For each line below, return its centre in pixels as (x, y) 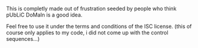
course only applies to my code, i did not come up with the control (87, 33)
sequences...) (23, 39)
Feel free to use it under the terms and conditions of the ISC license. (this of (99, 26)
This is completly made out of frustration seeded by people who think (91, 9)
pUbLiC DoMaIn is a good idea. (44, 15)
